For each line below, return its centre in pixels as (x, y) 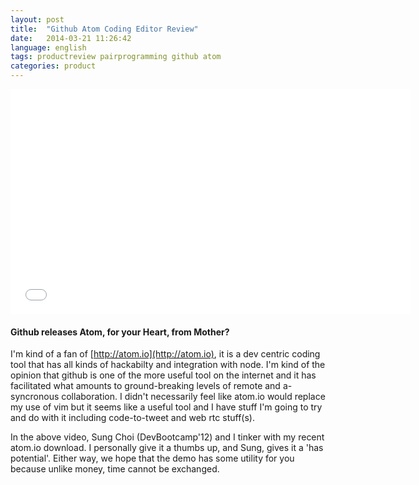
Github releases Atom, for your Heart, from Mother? (120, 332)
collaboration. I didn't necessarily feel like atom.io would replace (193, 397)
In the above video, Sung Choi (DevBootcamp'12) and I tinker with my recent (167, 437)
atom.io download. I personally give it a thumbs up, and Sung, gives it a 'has (167, 448)
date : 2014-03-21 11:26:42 (71, 38)
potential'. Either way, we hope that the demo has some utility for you (152, 458)
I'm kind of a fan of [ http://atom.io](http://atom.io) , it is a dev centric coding (165, 354)
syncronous (35, 397)
